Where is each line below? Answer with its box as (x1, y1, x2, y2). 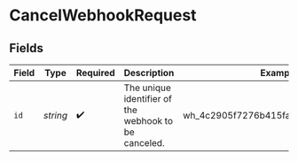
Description (123, 67, 175, 79)
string (43, 110, 68, 121)
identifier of (123, 93, 173, 104)
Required (75, 67, 115, 79)
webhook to (123, 115, 174, 126)
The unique (123, 81, 171, 94)
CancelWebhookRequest (9, 5, 197, 26)
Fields (9, 41, 44, 56)
